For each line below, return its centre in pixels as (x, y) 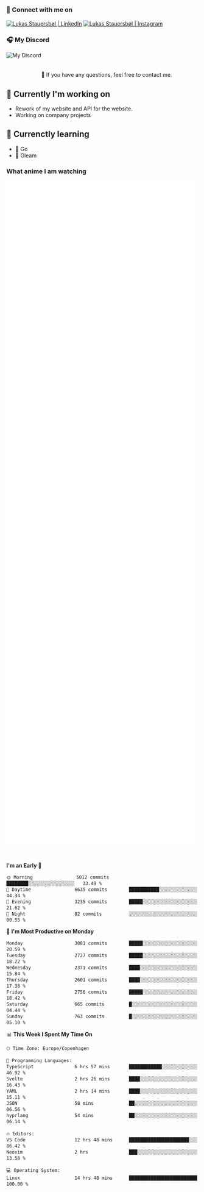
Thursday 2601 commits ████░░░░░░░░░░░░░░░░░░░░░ (102, 980)
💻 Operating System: (33, 1170)
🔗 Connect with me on (40, 10)
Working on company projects (53, 115)
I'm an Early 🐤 (24, 865)
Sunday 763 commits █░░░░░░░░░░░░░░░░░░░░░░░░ (102, 1016)
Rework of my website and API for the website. (74, 109)
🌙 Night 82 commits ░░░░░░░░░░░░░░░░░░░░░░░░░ (102, 914)
